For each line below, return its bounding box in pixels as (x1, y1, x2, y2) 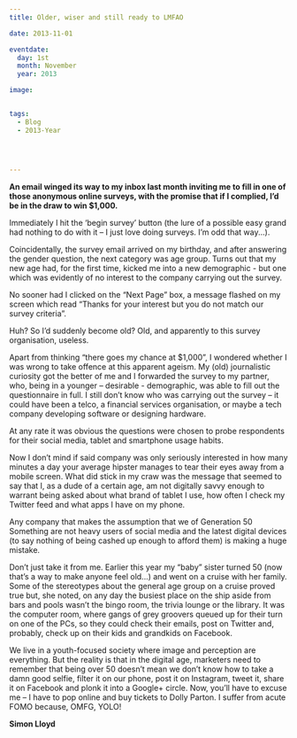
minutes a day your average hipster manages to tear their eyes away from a (9, 462, 285, 472)
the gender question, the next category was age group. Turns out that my (9, 253, 277, 264)
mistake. (9, 544, 41, 555)
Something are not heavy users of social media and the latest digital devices (9, 525, 287, 536)
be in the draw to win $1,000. (9, 200, 118, 211)
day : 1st (17, 53, 49, 62)
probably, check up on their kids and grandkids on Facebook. (9, 627, 232, 638)
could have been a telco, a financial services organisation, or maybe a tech (9, 399, 282, 409)
